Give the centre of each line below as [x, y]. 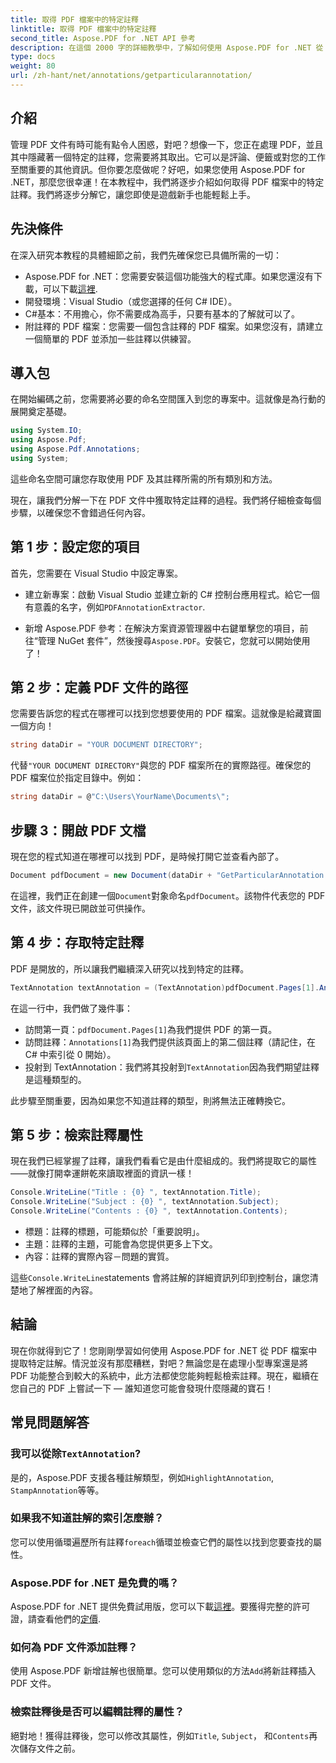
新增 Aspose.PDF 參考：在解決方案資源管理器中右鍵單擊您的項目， [162, 628]
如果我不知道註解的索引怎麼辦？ [87, 1518]
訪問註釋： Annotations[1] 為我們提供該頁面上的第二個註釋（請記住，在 [170, 1042]
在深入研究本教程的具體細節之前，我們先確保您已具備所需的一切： [146, 255]
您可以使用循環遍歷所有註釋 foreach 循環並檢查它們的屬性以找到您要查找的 [162, 1542]
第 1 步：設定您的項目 [75, 547]
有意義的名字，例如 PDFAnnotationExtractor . [115, 607]
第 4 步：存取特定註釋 [77, 942]
